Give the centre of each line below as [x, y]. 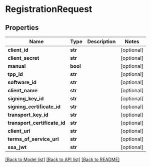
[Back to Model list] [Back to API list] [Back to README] [62, 160]
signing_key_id [26, 98]
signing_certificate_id [34, 107]
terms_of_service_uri [33, 139]
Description [101, 42]
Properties [22, 28]
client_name [22, 90]
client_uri [19, 131]
